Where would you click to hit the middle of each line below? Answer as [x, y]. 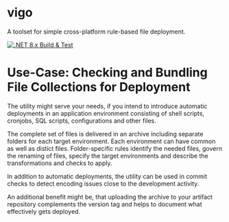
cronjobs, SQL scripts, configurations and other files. [82, 121]
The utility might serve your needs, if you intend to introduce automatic [107, 106]
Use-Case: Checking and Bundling [107, 73]
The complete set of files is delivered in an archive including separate [105, 134]
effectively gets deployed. [44, 211]
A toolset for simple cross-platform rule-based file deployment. [96, 32]
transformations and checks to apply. [60, 163]
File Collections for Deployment [99, 87]
